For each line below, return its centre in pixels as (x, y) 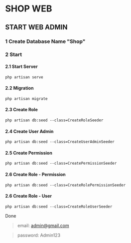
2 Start (14, 54)
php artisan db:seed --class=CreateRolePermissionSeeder (65, 185)
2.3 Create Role (22, 110)
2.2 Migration (19, 88)
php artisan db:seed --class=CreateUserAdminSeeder (60, 142)
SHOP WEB (29, 9)
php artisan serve (24, 77)
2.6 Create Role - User (29, 196)
